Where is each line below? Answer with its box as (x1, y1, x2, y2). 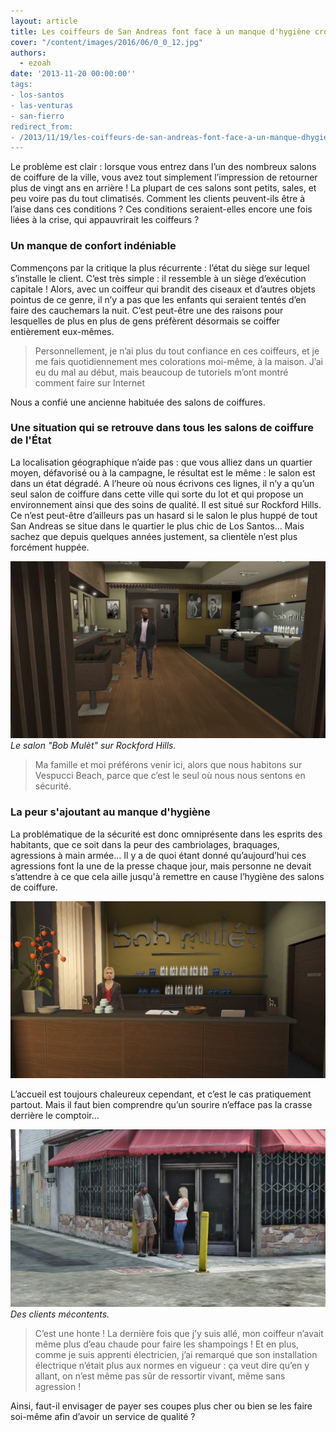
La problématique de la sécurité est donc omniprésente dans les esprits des (10, 828, 323, 840)
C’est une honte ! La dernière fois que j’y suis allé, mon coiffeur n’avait (34, 1327, 324, 1339)
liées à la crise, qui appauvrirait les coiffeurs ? (10, 214, 200, 226)
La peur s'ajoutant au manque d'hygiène (10, 805, 211, 819)
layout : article (10, 16, 78, 26)
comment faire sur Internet (34, 376, 146, 389)
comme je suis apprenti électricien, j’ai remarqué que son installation (34, 1348, 318, 1360)
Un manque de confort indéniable (10, 239, 177, 253)
